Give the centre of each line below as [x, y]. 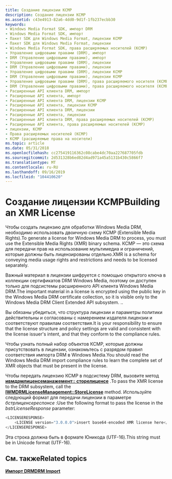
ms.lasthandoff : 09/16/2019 [35, 172]
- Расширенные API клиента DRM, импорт [48, 91]
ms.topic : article [25, 143]
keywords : [16, 24]
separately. [17, 265]
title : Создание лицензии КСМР [39, 10]
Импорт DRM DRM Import [33, 471]
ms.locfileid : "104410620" [34, 177]
